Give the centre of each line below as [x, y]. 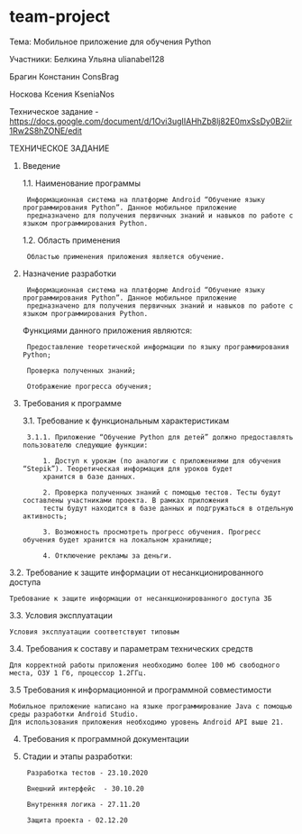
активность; [45, 516]
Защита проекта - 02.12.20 [77, 820]
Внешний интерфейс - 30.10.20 [85, 788]
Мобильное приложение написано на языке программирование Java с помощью [151, 706]
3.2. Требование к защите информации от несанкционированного [137, 572]
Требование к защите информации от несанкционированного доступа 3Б [141, 598]
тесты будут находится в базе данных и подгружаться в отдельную [168, 508]
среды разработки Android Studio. [74, 714]
